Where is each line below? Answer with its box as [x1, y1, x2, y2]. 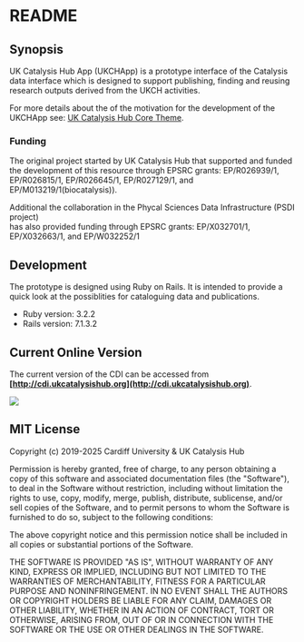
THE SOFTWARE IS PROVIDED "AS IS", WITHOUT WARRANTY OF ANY [9, 556, 274, 568]
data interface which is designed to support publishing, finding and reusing [9, 75, 290, 86]
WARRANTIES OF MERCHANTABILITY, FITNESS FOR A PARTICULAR [9, 576, 266, 587]
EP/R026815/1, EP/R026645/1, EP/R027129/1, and [9, 174, 194, 186]
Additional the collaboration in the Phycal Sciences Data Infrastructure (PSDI [9, 202, 295, 213]
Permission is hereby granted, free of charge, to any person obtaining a [9, 463, 277, 474]
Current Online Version [9, 344, 142, 360]
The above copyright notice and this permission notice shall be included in [9, 528, 288, 540]
